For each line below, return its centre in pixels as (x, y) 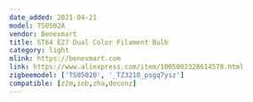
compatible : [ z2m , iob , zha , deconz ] (73, 83)
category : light (39, 51)
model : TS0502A (37, 26)
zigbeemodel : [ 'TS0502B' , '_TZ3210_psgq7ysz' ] (97, 75)
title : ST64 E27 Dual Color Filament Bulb (89, 42)
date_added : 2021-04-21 (53, 17)
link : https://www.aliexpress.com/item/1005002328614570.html (126, 67)
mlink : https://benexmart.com (65, 59)
